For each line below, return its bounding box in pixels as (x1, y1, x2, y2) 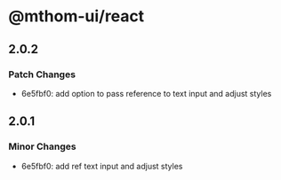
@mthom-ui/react (8, 6, 145, 27)
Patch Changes (8, 68, 76, 81)
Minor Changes (8, 140, 76, 153)
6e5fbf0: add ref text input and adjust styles (20, 160, 183, 171)
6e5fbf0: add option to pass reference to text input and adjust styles (20, 88, 272, 98)
